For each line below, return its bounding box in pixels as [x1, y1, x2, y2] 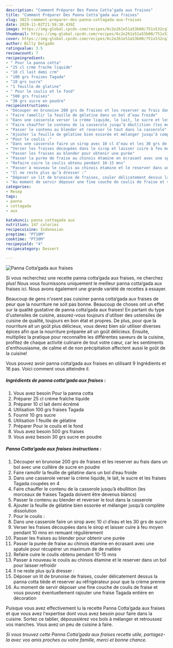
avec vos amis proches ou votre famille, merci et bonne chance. [10, 637, 147, 643]
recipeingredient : [6, 55, 45, 61]
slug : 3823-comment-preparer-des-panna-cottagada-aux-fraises [6, 17, 142, 22]
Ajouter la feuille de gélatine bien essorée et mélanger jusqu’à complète [13, 502, 165, 509]
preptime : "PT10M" [6, 232, 45, 237]
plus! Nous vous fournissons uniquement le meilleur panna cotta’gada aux [6, 280, 162, 286]
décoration [13, 595, 36, 601]
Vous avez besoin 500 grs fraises [13, 429, 84, 435]
